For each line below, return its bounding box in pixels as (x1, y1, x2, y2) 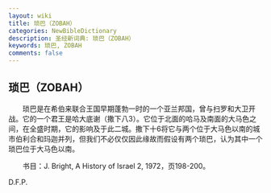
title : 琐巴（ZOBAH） (8, 19, 77, 27)
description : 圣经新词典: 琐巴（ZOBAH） (8, 34, 135, 43)
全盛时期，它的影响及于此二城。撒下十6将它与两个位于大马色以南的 (29, 124, 253, 133)
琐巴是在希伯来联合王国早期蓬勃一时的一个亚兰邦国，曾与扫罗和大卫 (22, 104, 248, 113)
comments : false (8, 49, 63, 57)
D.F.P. (8, 177, 28, 187)
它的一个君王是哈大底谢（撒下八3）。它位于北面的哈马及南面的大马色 (22, 113, 250, 123)
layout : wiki (8, 11, 52, 20)
